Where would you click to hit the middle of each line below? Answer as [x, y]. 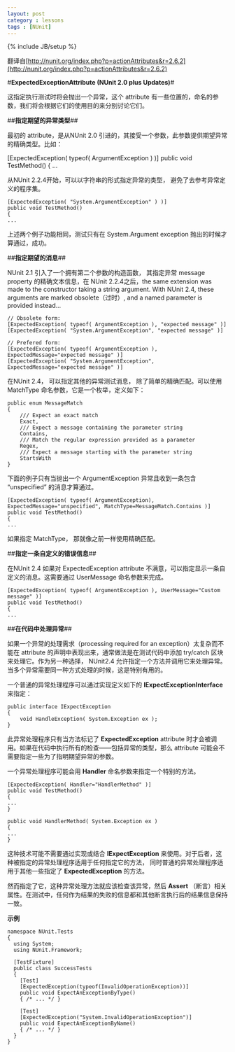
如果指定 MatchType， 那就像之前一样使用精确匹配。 [83, 539]
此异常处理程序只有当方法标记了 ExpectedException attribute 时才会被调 [112, 739]
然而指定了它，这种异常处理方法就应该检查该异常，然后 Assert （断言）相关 [117, 886]
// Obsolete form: [34, 318]
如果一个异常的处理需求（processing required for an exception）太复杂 [109, 644]
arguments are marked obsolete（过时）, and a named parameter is [105, 297]
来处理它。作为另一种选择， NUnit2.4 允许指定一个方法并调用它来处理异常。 [117, 661]
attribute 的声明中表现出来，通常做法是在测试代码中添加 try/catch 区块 [122, 652]
